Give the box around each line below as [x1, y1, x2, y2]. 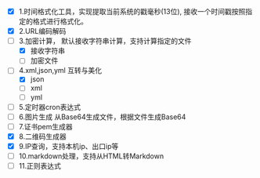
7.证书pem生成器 [18, 122, 73, 131]
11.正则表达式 [18, 161, 62, 170]
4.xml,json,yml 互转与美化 [18, 66, 103, 75]
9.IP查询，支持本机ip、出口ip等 [18, 141, 119, 151]
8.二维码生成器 [18, 132, 67, 141]
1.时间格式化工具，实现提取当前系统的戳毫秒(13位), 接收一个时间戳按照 [18, 7, 246, 16]
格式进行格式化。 [32, 16, 88, 26]
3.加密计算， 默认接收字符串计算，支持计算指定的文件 [18, 36, 193, 45]
